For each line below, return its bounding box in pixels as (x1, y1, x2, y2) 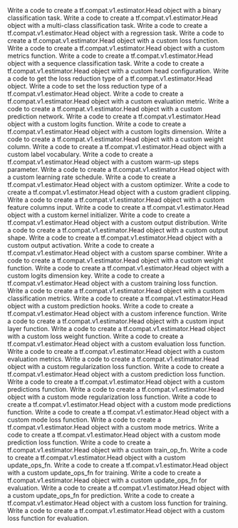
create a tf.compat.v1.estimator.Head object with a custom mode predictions (7, 400, 232, 409)
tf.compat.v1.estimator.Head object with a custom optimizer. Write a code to (7, 181, 230, 188)
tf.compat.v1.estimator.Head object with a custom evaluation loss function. (7, 340, 226, 348)
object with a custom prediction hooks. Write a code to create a (7, 302, 194, 310)
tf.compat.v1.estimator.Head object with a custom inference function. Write (7, 310, 227, 318)
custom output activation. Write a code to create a (7, 241, 155, 249)
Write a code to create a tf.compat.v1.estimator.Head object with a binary (7, 6, 222, 14)
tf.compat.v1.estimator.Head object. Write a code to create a (7, 89, 184, 98)
